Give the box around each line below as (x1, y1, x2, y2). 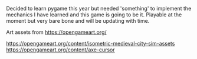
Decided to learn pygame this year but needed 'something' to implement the (6, 5, 192, 12)
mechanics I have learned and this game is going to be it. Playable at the (6, 11, 182, 18)
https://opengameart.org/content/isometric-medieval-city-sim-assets (6, 40, 175, 47)
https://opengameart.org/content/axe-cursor (6, 46, 115, 53)
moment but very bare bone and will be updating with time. (6, 18, 150, 24)
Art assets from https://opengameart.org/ (6, 29, 107, 36)
